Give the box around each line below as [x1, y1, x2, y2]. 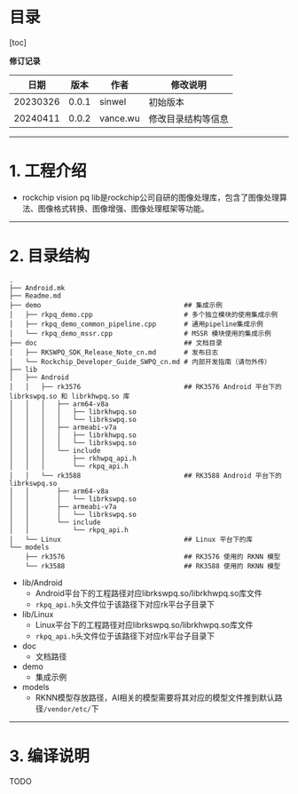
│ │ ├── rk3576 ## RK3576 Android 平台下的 [9, 382, 282, 391]
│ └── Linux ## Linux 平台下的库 [9, 535, 253, 544]
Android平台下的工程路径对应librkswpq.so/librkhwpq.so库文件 [35, 587, 263, 599]
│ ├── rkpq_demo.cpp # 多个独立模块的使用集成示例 [9, 310, 278, 319]
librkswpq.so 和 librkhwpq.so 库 [9, 392, 130, 401]
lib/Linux [21, 608, 54, 619]
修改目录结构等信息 [148, 112, 229, 124]
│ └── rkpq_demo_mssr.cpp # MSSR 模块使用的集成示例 [9, 329, 272, 337]
